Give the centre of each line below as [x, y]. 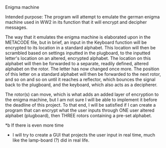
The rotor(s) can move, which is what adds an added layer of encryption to [82, 94]
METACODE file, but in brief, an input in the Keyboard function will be [76, 42]
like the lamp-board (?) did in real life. [51, 140]
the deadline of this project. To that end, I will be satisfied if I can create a [81, 105]
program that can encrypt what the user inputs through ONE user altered [80, 110]
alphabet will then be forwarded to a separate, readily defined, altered [77, 64]
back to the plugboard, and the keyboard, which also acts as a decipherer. [82, 85]
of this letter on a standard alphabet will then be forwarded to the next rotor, [83, 74]
